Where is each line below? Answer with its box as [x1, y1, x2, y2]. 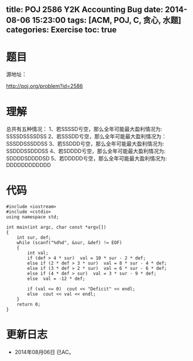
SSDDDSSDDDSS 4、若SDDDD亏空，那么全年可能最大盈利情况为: [6, 148, 166, 155]
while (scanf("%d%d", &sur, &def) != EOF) [16, 240, 122, 246]
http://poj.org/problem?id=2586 [6, 82, 84, 90]
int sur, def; [16, 235, 51, 240]
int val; [27, 250, 49, 256]
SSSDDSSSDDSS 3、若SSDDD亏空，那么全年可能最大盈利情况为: [6, 141, 165, 148]
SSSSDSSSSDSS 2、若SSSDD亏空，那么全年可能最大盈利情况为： [6, 133, 167, 140]
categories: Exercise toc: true [6, 25, 117, 35]
